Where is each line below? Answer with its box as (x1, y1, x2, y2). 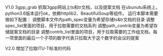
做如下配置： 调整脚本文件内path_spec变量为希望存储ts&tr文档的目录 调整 (5, 17, 155, 22)
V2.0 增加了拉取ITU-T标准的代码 (5, 46, 71, 51)
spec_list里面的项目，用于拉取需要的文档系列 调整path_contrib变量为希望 (5, 23, 154, 28)
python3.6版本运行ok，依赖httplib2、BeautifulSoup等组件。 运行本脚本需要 (5, 10, 159, 16)
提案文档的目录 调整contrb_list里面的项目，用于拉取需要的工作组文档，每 (9, 29, 158, 34)
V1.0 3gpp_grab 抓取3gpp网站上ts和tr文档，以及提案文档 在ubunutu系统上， (5, 4, 161, 10)
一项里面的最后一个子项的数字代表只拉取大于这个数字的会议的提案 (5, 35, 139, 41)
